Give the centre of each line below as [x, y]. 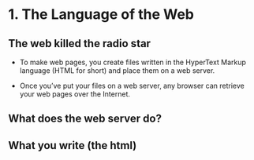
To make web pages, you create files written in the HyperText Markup [133, 62]
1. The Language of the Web [101, 15]
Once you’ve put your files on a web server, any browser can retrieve [132, 85]
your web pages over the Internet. [75, 94]
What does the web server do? [85, 119]
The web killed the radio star [80, 44]
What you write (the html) [73, 145]
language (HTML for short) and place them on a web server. [117, 71]
